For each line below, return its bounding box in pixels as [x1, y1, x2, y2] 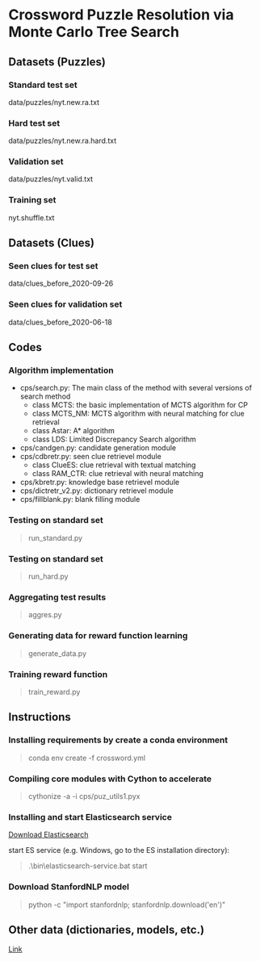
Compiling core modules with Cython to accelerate [8, 773, 212, 784]
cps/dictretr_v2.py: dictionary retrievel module [19, 486, 174, 495]
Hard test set [8, 117, 61, 128]
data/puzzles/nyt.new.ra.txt [8, 97, 99, 107]
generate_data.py [27, 648, 87, 658]
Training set [8, 194, 57, 206]
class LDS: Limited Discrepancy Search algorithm [31, 434, 196, 445]
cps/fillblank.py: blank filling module [19, 495, 140, 504]
